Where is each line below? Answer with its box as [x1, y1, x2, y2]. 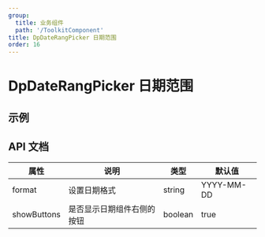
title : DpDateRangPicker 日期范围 [8, 33, 117, 42]
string [162, 184, 185, 195]
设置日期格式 [68, 184, 117, 195]
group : [8, 11, 30, 20]
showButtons [12, 209, 62, 220]
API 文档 [8, 140, 50, 154]
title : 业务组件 [15, 19, 65, 27]
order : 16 [8, 41, 41, 49]
